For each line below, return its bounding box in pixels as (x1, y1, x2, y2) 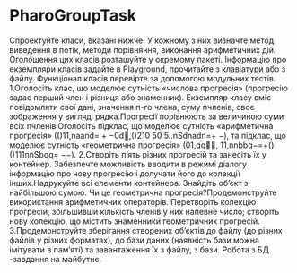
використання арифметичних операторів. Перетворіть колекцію (9, 196, 257, 207)
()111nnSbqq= (9, 149, 59, 159)
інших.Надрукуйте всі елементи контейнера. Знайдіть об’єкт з (9, 177, 249, 188)
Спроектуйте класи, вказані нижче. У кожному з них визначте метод (9, 35, 275, 46)
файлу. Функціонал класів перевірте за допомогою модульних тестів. (9, 73, 276, 83)
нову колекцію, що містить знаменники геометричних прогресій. (9, 216, 260, 226)
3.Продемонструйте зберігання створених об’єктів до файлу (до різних (9, 225, 283, 235)
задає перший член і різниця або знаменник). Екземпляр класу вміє (9, 91, 272, 103)
